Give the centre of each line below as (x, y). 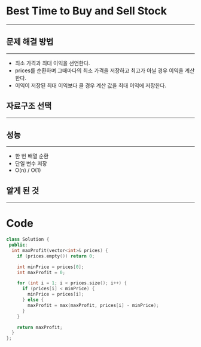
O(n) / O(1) (28, 170)
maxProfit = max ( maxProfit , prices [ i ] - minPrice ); (94, 305)
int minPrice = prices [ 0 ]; (51, 267)
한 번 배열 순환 (32, 156)
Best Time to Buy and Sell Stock (87, 11)
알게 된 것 (23, 190)
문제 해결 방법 (30, 42)
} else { (33, 300)
